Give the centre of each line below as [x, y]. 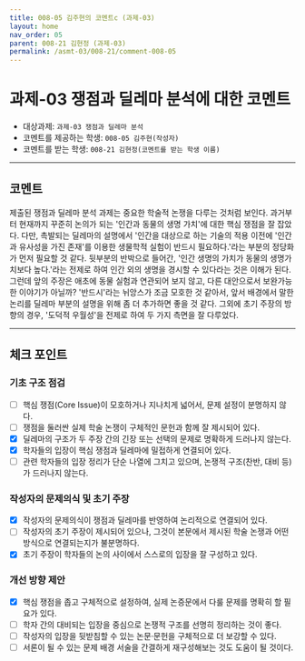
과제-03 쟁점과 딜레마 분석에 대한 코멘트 [150, 100]
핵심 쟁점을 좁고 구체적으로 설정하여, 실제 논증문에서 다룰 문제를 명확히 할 [152, 602]
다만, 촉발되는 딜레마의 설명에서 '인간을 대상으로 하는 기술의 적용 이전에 [147, 235]
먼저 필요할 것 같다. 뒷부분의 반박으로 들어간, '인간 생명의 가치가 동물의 [143, 258]
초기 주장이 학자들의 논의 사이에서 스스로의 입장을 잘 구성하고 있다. [140, 555]
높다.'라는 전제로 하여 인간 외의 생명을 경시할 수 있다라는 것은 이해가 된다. [162, 269]
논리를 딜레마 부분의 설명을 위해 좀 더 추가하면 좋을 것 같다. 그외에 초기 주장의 [146, 303]
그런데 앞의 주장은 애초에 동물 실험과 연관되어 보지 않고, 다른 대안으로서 [135, 280]
